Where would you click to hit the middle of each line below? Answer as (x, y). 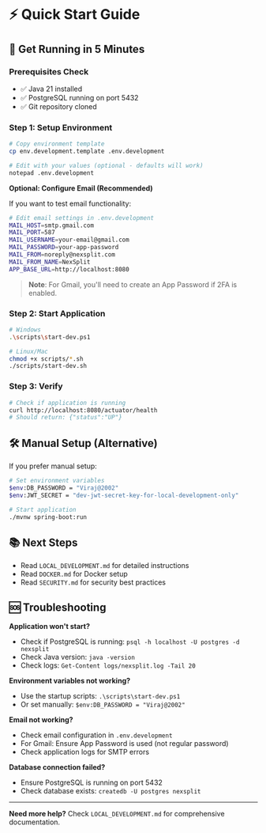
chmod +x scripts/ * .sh (46, 359)
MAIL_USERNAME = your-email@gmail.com (69, 240)
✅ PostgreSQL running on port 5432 (79, 97)
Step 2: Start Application (57, 313)
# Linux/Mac (28, 351)
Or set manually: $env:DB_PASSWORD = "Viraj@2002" (103, 705)
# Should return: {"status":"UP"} (66, 418)
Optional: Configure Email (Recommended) (81, 188)
